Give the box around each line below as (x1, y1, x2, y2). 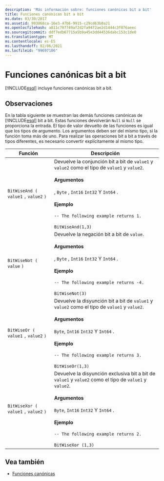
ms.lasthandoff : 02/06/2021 (5, 44, 62, 48)
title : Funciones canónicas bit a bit (5, 12, 84, 17)
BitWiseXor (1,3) (54, 442, 94, 448)
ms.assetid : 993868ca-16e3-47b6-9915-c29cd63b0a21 (5, 21, 110, 26)
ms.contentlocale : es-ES (5, 39, 56, 44)
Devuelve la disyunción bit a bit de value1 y (54, 298, 153, 305)
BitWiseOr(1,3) (54, 364, 89, 369)
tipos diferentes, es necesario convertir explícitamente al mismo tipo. (5, 138, 144, 144)
